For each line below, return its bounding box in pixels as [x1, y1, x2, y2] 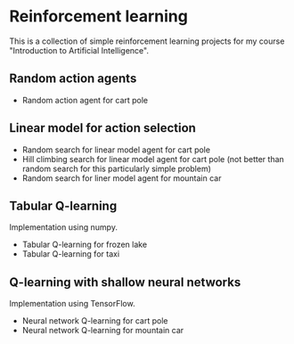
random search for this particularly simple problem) [21, 163, 212, 174]
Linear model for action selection [9, 120, 196, 135]
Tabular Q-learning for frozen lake [21, 239, 148, 250]
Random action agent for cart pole [21, 94, 149, 105]
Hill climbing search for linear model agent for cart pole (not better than [21, 153, 285, 164]
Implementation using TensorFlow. [9, 299, 135, 309]
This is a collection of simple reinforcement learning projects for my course [9, 36, 285, 46]
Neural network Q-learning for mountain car [21, 325, 184, 336]
